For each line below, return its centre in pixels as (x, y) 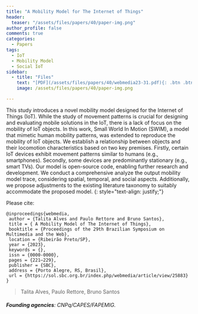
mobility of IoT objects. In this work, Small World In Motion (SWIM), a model (98, 129)
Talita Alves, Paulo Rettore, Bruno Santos (70, 292)
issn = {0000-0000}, (34, 255)
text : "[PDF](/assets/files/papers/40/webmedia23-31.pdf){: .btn (99, 83)
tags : (13, 50)
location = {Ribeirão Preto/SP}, (50, 239)
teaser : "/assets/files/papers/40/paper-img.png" (73, 22)
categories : (21, 39)
